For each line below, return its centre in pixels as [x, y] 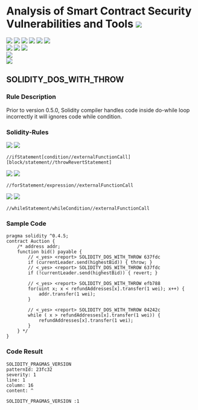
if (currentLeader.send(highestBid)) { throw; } [90, 263]
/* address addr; [39, 247]
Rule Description [31, 97]
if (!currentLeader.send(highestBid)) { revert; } [93, 273]
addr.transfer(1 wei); [67, 294]
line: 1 [16, 380]
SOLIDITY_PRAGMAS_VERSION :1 [43, 401]
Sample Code [26, 223]
